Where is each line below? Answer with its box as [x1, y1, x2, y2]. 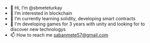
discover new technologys [10, 26, 66, 32]
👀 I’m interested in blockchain [10, 10, 72, 16]
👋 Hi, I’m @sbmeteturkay [10, 5, 63, 11]
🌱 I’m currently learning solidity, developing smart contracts [10, 16, 136, 21]
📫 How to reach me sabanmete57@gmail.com [10, 32, 109, 38]
